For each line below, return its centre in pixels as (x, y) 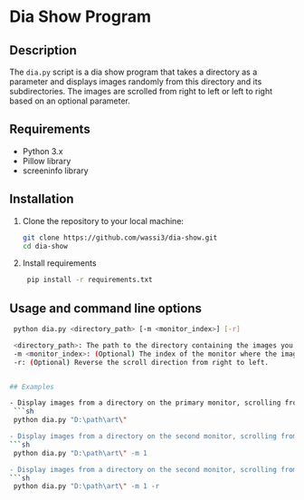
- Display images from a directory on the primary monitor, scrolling (145, 403)
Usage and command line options (105, 308)
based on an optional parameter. (70, 101)
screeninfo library (55, 171)
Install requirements (59, 263)
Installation (42, 199)
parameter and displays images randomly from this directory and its (136, 82)
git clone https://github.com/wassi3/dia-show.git (120, 238)
